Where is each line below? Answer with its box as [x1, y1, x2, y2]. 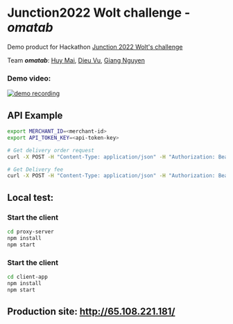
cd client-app [7, 273, 49, 280]
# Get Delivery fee [7, 165, 64, 173]
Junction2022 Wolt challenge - [7, 5, 191, 21]
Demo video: [7, 73, 51, 83]
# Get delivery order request [7, 147, 95, 154]
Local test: [7, 191, 54, 203]
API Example [7, 109, 63, 121]
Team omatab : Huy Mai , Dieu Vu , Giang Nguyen [7, 56, 146, 64]
